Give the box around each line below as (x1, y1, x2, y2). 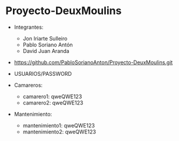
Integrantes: (14, 23, 44, 31)
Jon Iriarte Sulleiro (22, 35, 68, 42)
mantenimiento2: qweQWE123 (22, 128, 97, 135)
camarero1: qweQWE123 (22, 93, 82, 100)
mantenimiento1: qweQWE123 (22, 122, 95, 129)
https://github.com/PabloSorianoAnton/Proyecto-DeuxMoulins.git (14, 59, 173, 66)
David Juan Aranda (22, 47, 69, 54)
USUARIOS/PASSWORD (14, 70, 72, 77)
